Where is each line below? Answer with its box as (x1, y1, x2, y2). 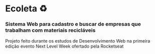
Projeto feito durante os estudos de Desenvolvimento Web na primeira (5, 38, 150, 44)
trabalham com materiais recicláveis (5, 27, 96, 34)
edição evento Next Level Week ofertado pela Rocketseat (5, 43, 124, 50)
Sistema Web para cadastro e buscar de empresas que (5, 21, 141, 28)
